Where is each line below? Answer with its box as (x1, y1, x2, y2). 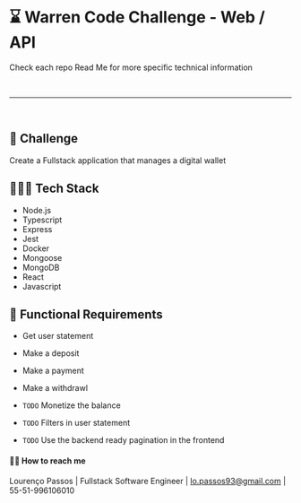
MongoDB (21, 262, 60, 273)
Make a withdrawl (21, 383, 88, 394)
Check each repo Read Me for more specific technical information (9, 62, 254, 73)
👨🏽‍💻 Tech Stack (9, 181, 99, 196)
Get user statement (21, 331, 94, 342)
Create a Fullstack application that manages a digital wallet (9, 154, 227, 166)
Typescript (21, 214, 63, 225)
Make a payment (21, 365, 85, 377)
